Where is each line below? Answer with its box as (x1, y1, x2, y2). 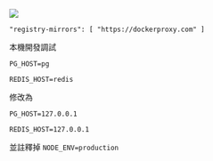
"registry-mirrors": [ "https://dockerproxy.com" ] (9, 25, 205, 34)
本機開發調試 (9, 42, 56, 52)
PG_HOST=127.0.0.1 (9, 109, 78, 118)
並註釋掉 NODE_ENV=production (9, 142, 119, 152)
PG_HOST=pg (9, 60, 50, 68)
